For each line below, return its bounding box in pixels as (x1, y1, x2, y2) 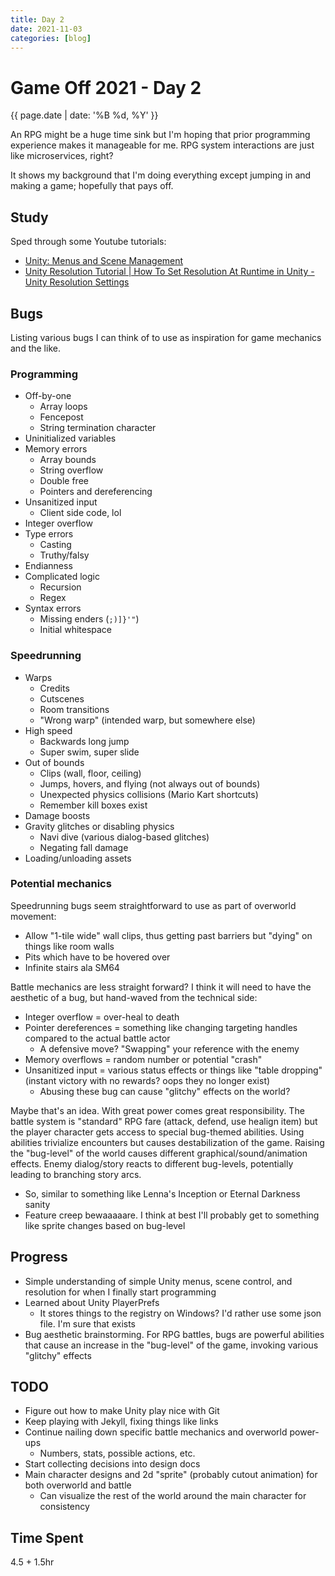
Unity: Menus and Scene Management (24, 255, 184, 267)
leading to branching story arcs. (10, 1168, 142, 1180)
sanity (24, 1198, 51, 1210)
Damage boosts (24, 809, 91, 821)
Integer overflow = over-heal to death (24, 1011, 180, 1023)
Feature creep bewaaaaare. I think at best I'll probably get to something (24, 1209, 320, 1221)
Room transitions (39, 703, 110, 715)
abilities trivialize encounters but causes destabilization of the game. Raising (10, 1136, 325, 1148)
